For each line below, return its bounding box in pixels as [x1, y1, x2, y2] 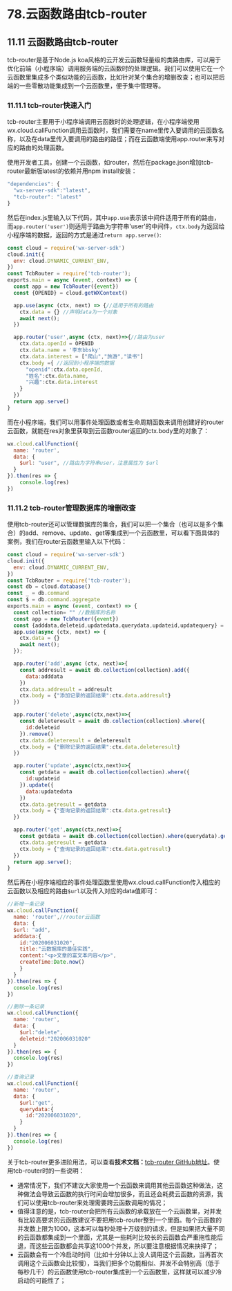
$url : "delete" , [19, 1029, 64, 1036]
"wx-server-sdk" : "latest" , [13, 187, 91, 194]
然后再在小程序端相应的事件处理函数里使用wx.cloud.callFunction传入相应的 [7, 878, 221, 886]
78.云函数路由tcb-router [7, 6, 147, 22]
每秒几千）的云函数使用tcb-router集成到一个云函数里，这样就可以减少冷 [17, 1267, 222, 1276]
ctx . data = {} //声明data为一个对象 [19, 309, 118, 315]
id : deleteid [25, 724, 60, 731]
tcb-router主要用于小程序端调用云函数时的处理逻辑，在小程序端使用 [7, 118, 200, 126]
